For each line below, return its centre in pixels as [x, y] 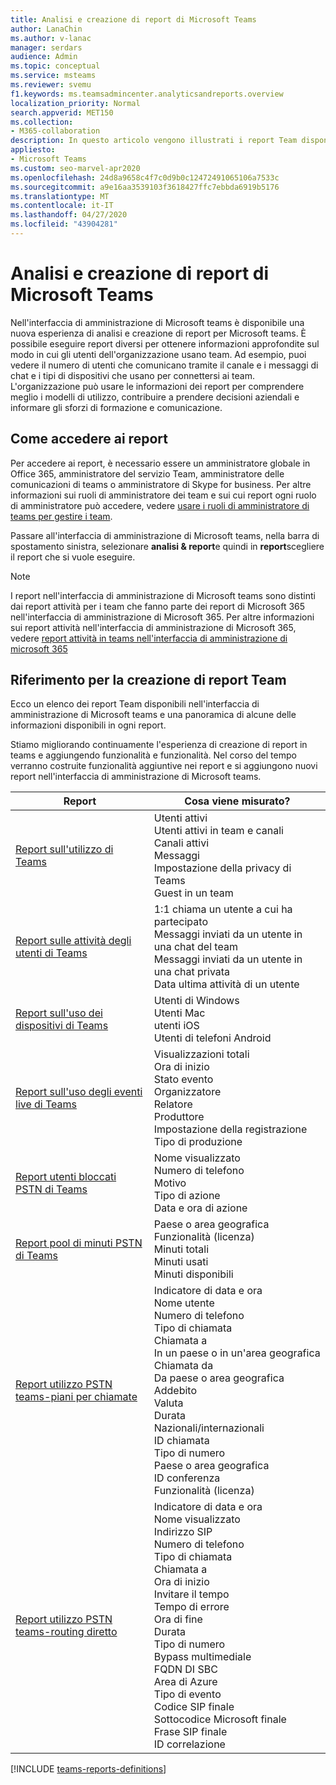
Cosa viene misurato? [237, 801]
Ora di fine [178, 1619]
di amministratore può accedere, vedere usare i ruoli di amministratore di [160, 505]
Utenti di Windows [196, 1001]
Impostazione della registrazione [230, 1129]
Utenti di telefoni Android [212, 1038]
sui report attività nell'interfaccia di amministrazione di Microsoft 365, [153, 627]
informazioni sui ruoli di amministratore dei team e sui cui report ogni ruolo [163, 495]
